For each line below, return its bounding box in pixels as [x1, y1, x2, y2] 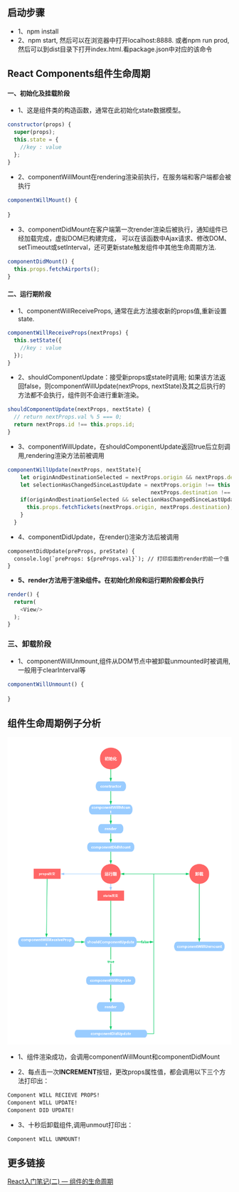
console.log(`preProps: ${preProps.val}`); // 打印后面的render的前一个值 [14, 555, 230, 563]
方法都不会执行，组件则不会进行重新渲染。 [17, 391, 143, 399]
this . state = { [14, 136, 59, 144]
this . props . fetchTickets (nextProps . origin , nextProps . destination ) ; [26, 504, 234, 511]
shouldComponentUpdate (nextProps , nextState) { [7, 406, 152, 413]
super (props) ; [14, 129, 55, 136]
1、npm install [17, 27, 59, 36]
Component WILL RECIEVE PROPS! [7, 1092, 100, 1099]
